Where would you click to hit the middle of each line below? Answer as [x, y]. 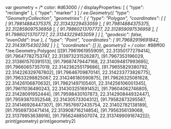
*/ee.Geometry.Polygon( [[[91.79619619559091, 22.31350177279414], [78, 51]
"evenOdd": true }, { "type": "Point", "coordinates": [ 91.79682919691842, [82, 40]
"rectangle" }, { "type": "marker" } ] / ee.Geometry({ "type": [68, 13]
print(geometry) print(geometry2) [41, 121]
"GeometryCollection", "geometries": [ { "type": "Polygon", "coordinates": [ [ [86, 18]
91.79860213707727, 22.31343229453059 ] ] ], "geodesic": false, [74, 34]
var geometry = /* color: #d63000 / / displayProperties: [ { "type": [75, 7]
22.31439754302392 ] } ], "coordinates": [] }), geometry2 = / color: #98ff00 [85, 45]
